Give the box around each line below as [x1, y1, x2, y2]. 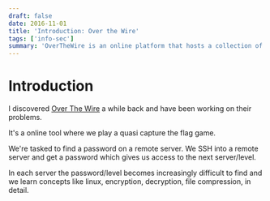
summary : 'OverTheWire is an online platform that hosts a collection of [8, 42, 264, 50]
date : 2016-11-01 [8, 19, 67, 28]
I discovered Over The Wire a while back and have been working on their [8, 104, 252, 113]
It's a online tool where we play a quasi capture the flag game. [8, 128, 216, 138]
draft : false [8, 11, 53, 20]
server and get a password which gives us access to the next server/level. [8, 152, 257, 162]
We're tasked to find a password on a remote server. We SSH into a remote [8, 143, 259, 154]
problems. [8, 113, 42, 122]
